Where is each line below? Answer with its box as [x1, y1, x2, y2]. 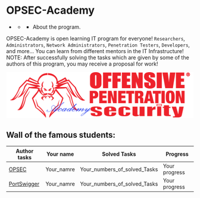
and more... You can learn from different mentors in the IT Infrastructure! [6, 47, 184, 54]
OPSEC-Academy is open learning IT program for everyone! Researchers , [6, 35, 186, 42]
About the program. [32, 23, 81, 30]
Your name [46, 150, 74, 158]
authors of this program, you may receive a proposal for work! [6, 60, 158, 67]
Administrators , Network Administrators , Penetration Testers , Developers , [6, 41, 190, 48]
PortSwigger [8, 180, 40, 187]
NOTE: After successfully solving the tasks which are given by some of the [6, 54, 189, 61]
